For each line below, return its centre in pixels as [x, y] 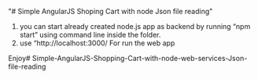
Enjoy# [19, 58]
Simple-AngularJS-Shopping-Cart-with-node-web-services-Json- [140, 58]
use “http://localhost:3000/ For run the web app [97, 43]
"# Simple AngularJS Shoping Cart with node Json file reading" [111, 11]
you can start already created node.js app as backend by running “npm [135, 26]
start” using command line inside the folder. [90, 35]
